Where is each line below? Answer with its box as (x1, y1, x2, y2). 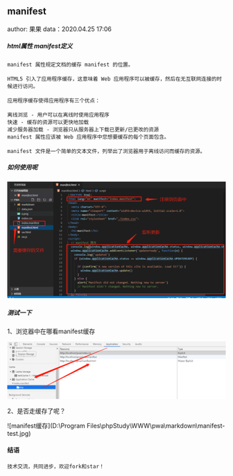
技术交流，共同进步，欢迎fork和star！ (7, 464, 105, 470)
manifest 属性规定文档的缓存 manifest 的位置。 (7, 61, 134, 68)
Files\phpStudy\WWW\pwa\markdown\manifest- (86, 421, 225, 430)
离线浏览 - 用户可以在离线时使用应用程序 (7, 111, 110, 118)
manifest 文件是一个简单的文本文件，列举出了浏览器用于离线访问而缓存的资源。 (7, 148, 206, 155)
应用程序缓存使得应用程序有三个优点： (7, 97, 101, 104)
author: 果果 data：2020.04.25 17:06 (7, 24, 112, 33)
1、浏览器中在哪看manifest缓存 (7, 327, 96, 335)
